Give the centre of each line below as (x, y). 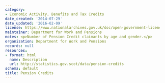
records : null (20, 46)
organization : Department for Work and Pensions (56, 41)
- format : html (21, 55)
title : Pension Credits (29, 73)
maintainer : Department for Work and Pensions (54, 32)
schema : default (22, 69)
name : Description (28, 60)
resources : (16, 50)
